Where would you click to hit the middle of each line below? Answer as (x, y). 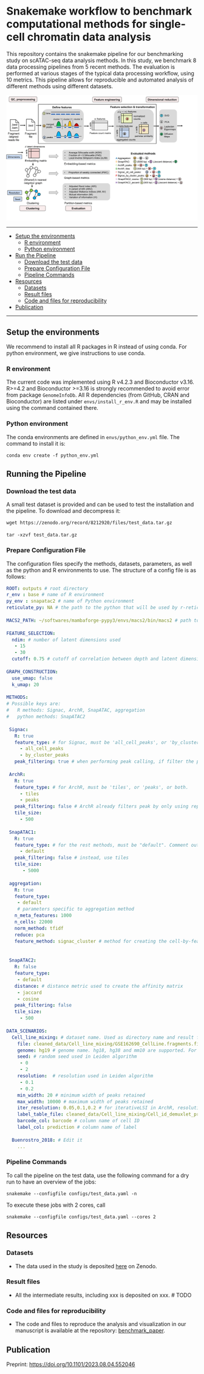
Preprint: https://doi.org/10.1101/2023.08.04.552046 (71, 1364)
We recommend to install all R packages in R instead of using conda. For (97, 346)
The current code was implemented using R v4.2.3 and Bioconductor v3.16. (100, 382)
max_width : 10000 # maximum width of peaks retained (85, 1102)
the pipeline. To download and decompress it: (63, 511)
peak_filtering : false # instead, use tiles (72, 858)
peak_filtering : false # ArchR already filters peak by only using (101, 807)
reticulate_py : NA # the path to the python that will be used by (92, 608)
